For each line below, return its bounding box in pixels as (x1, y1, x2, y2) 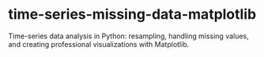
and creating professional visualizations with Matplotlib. (8, 39, 190, 48)
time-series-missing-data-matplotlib (8, 5, 257, 23)
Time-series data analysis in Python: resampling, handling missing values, (8, 31, 249, 41)
